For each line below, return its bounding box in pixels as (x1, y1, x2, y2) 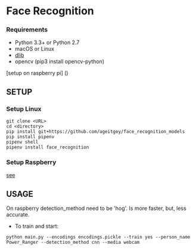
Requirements (6, 26, 48, 34)
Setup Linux (6, 104, 42, 113)
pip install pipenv (6, 134, 55, 140)
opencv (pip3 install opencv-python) (14, 58, 105, 65)
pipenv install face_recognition (6, 144, 89, 150)
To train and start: (14, 222, 59, 230)
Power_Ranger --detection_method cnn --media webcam (6, 240, 140, 246)
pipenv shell (6, 139, 39, 145)
